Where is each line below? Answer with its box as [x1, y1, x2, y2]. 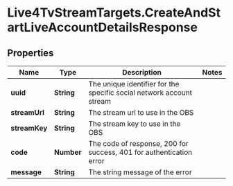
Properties [7, 47, 54, 59]
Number [54, 147, 82, 157]
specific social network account [88, 88, 193, 97]
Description [122, 68, 162, 77]
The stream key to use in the [88, 119, 181, 129]
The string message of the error [88, 167, 192, 177]
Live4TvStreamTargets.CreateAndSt [7, 5, 221, 21]
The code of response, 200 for [88, 139, 189, 148]
